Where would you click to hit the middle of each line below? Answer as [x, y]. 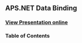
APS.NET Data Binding [41, 8]
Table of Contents [28, 36]
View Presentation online [36, 22]
